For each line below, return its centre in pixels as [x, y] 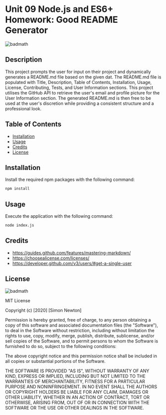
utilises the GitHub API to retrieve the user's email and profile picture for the [83, 92]
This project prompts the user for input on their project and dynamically [78, 72]
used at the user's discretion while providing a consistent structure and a [80, 103]
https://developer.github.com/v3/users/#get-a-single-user [72, 263]
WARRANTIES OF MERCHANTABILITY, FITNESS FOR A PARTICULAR [75, 381]
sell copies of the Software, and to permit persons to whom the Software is [82, 341]
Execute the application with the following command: [59, 216]
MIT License [18, 300]
